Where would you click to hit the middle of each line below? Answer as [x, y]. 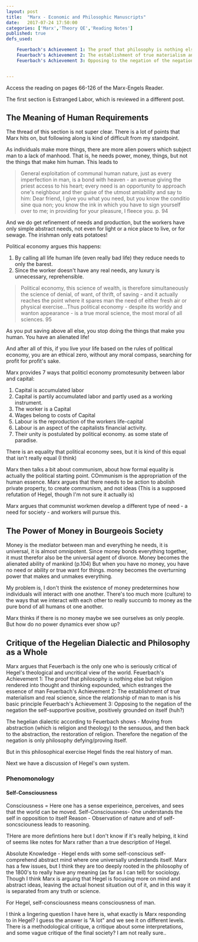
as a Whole [27, 652]
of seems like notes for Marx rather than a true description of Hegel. [89, 842]
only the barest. [34, 264]
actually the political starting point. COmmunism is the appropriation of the [97, 476]
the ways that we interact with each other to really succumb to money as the [99, 600]
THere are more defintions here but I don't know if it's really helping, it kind [97, 836]
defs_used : [19, 39]
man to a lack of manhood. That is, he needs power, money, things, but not [97, 156]
